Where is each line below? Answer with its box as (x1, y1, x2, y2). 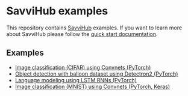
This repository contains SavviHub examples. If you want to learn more (6, 24, 183, 31)
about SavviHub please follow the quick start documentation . (6, 30, 158, 37)
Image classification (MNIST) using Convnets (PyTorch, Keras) (14, 83, 171, 90)
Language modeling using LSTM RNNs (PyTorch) (14, 76, 137, 83)
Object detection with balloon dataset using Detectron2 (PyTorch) (14, 70, 178, 77)
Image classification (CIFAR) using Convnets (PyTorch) (14, 64, 151, 71)
